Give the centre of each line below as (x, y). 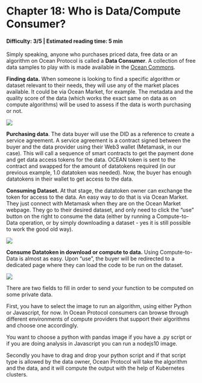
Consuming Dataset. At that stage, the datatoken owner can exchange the (99, 191)
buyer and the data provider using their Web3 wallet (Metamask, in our (94, 147)
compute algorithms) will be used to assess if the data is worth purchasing (99, 105)
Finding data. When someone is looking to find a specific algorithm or (93, 79)
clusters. (17, 375)
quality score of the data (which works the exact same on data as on (91, 98)
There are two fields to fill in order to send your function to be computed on (100, 288)
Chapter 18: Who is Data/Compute (93, 11)
